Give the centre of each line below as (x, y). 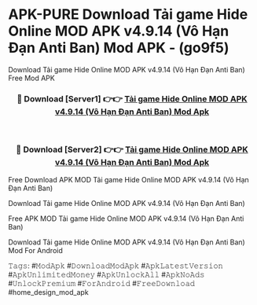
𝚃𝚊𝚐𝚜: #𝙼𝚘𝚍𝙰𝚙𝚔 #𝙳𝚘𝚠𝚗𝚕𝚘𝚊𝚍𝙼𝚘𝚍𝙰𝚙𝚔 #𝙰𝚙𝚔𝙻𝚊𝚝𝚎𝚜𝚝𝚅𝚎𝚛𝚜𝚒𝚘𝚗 (116, 266)
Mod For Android (35, 250)
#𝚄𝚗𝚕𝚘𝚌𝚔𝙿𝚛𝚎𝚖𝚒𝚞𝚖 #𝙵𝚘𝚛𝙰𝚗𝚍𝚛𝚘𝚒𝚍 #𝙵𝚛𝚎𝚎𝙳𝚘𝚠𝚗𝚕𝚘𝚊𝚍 (101, 283)
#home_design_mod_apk (48, 292)
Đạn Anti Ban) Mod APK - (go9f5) (119, 48)
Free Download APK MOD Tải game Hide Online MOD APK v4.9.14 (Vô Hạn (128, 179)
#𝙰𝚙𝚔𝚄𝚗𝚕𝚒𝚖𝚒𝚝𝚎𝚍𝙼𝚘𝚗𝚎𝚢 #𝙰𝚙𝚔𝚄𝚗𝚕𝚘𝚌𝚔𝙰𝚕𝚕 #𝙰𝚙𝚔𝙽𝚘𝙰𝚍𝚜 (106, 274)
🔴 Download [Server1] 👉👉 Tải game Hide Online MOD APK (132, 98)
